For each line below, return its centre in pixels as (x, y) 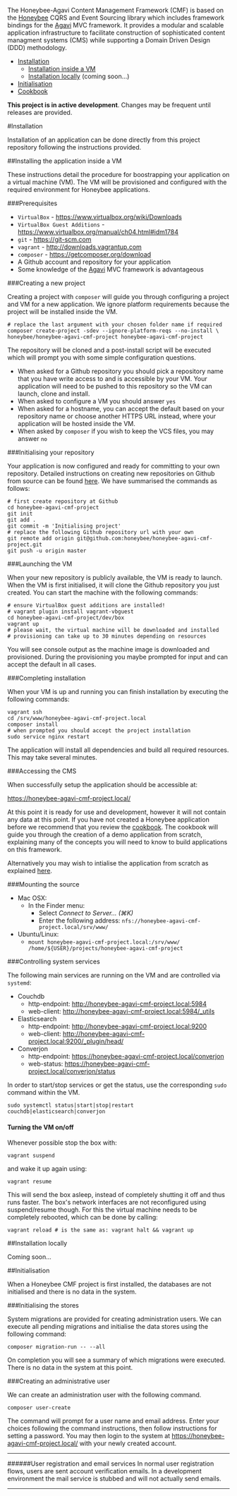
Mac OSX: (32, 898)
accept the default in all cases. (52, 664)
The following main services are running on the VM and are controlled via (114, 975)
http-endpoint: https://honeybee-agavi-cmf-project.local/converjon (126, 1056)
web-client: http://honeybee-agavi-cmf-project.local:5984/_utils (121, 1011)
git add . (22, 520)
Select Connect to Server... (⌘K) (86, 913)
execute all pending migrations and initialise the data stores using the (108, 1327)
